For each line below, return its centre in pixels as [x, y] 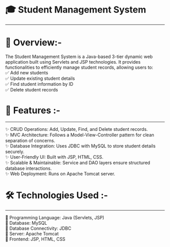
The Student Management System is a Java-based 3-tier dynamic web [79, 57]
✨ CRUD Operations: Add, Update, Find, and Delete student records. [77, 129]
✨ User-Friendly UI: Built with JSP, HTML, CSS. [54, 157]
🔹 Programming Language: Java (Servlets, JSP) [55, 217]
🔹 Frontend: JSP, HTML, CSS [35, 239]
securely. [15, 152]
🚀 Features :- [33, 110]
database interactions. [29, 168]
